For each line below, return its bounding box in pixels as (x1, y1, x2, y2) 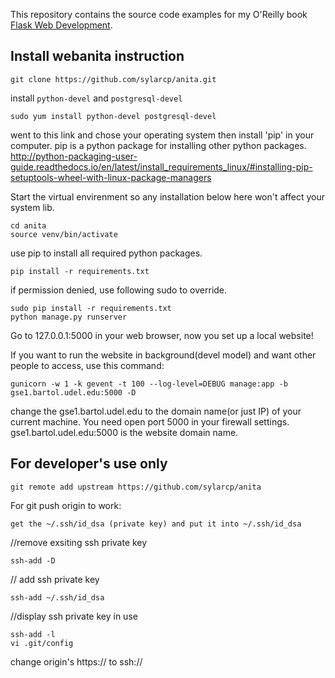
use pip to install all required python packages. (10, 247, 203, 259)
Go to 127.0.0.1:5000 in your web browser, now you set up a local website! (10, 329, 314, 341)
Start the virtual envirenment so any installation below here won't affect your (10, 190, 325, 203)
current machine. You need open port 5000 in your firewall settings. (10, 415, 290, 428)
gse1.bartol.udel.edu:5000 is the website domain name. (10, 426, 239, 438)
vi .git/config (10, 638, 74, 648)
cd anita (10, 220, 47, 231)
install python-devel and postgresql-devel (10, 92, 183, 104)
